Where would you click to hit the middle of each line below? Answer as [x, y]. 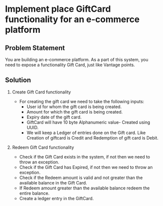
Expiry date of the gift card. [54, 117]
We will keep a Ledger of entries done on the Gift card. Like [86, 133]
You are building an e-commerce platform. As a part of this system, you [77, 59]
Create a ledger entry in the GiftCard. [56, 198]
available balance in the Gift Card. [53, 183]
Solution [18, 80]
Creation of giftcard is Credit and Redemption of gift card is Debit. [92, 137]
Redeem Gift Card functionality [43, 147]
